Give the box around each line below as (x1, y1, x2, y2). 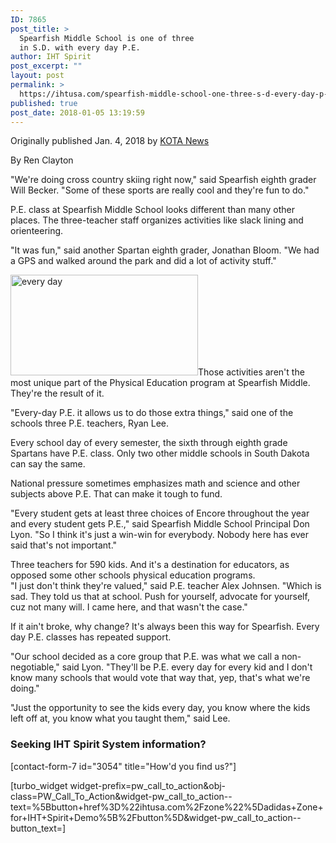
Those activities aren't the (198, 366, 305, 378)
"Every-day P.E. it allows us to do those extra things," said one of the (10, 407, 294, 419)
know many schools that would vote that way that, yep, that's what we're (10, 672, 311, 684)
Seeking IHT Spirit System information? (10, 737, 207, 751)
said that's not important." (10, 539, 118, 551)
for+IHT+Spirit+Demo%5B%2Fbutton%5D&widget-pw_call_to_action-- (10, 811, 302, 823)
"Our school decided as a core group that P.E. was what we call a (10, 651, 280, 663)
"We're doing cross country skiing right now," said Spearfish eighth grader (10, 174, 317, 186)
